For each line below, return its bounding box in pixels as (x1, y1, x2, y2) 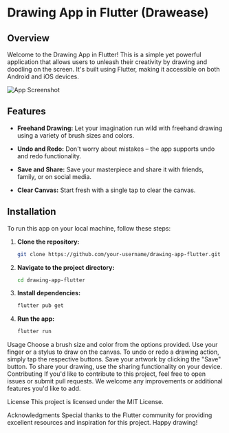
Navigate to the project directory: (17, 263, 115, 271)
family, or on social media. (17, 172, 91, 180)
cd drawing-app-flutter (17, 277, 86, 284)
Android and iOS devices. (7, 72, 79, 81)
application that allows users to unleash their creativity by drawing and (7, 58, 208, 66)
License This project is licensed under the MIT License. (7, 398, 164, 406)
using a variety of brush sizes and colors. (17, 131, 135, 139)
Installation (7, 206, 56, 218)
